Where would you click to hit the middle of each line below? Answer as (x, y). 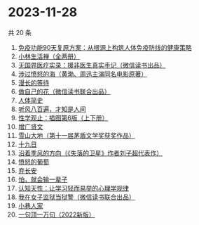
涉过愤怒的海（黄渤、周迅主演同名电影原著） (83, 74)
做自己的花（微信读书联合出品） (64, 91)
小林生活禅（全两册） (49, 56)
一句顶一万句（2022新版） (56, 214)
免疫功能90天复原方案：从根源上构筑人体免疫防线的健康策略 (105, 47)
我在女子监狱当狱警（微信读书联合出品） (76, 197)
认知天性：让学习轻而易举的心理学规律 (73, 188)
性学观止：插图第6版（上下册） (63, 117)
